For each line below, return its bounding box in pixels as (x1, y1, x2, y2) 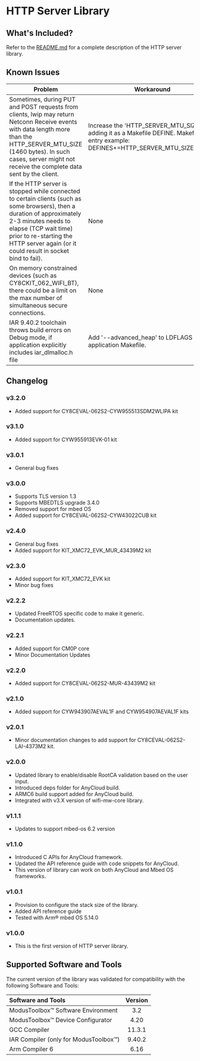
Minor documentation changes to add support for (14, 736, 136, 744)
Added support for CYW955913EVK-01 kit (14, 436, 117, 443)
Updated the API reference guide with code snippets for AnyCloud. (14, 860, 179, 867)
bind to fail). (9, 254, 43, 262)
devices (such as (9, 271, 57, 279)
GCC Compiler (9, 1025, 49, 1034)
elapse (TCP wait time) (9, 224, 73, 232)
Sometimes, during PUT (9, 95, 76, 103)
